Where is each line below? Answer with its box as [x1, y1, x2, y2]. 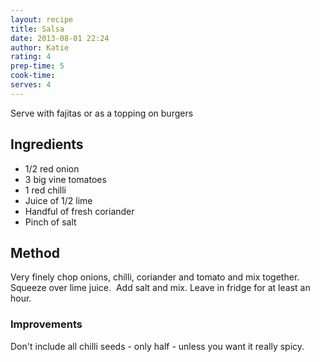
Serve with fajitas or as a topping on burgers [10, 107, 194, 119]
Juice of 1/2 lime [24, 194, 93, 206]
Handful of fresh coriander [24, 205, 135, 217]
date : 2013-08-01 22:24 [10, 33, 110, 43]
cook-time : [10, 71, 56, 81]
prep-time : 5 [10, 61, 65, 71]
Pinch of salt [24, 216, 77, 228]
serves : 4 [10, 80, 52, 90]
